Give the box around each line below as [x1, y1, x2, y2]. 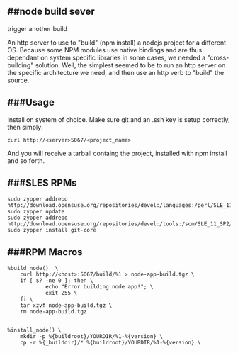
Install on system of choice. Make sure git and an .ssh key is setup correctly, [7, 115, 230, 123]
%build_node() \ [7, 265, 59, 272]
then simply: [7, 123, 44, 131]
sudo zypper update [7, 208, 65, 215]
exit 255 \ [45, 290, 78, 297]
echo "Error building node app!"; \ [45, 284, 154, 291]
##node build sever [7, 6, 95, 18]
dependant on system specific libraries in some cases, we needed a [7, 53, 206, 62]
